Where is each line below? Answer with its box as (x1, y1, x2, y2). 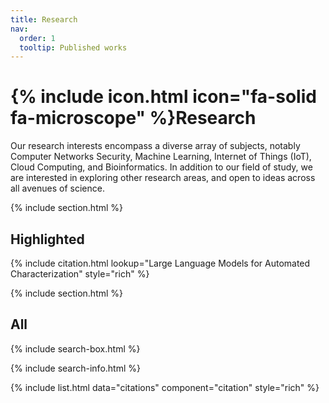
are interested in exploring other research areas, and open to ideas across (10, 172, 316, 184)
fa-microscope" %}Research (10, 107, 257, 130)
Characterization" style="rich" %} (10, 268, 150, 280)
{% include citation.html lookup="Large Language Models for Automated (10, 257, 311, 269)
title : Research (10, 14, 78, 25)
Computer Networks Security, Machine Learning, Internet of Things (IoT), (10, 151, 312, 163)
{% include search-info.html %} (10, 362, 141, 374)
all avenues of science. (10, 182, 105, 195)
